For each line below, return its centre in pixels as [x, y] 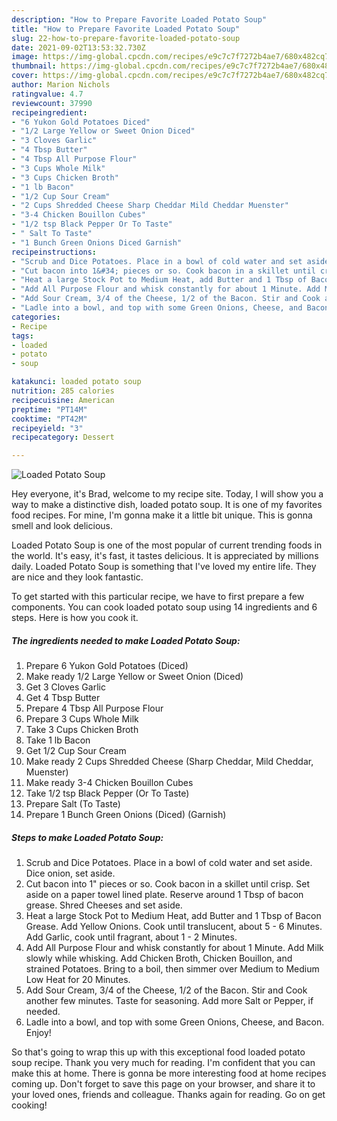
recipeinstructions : [54, 252]
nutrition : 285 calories [63, 391]
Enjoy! [38, 1033]
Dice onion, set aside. [70, 873]
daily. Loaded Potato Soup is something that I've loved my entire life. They [164, 567]
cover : [25, 76]
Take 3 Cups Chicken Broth [82, 730]
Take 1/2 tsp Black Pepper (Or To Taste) [107, 793]
